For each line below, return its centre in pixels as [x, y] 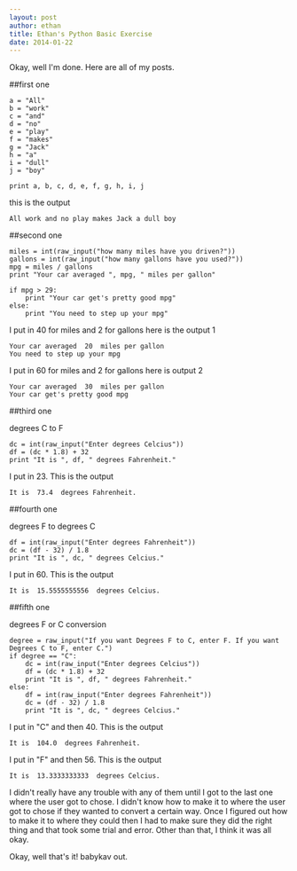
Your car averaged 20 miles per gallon [87, 347]
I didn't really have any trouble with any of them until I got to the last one [141, 793]
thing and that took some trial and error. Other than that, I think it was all [141, 830]
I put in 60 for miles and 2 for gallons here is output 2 [106, 371]
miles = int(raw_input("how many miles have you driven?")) [123, 252]
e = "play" [29, 132]
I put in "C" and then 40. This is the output [86, 727]
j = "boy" [27, 171]
